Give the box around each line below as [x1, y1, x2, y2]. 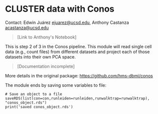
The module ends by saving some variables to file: [5, 82, 107, 88]
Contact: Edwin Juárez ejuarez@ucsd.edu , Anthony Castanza [5, 19, 129, 25]
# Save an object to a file [5, 92, 63, 96]
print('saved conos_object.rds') [5, 104, 73, 109]
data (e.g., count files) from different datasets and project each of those [5, 49, 150, 55]
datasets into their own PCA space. [5, 54, 76, 59]
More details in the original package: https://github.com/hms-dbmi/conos [5, 73, 153, 78]
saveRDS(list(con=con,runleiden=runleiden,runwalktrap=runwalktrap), [5, 96, 150, 101]
